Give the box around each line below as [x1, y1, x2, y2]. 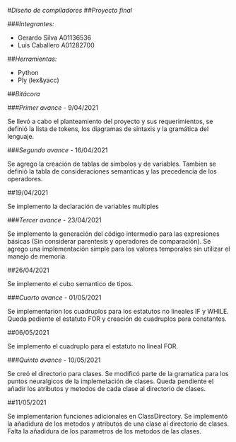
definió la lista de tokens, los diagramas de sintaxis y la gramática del [7, 125, 209, 133]
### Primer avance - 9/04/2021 [7, 103, 99, 112]
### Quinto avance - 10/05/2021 [7, 356, 101, 364]
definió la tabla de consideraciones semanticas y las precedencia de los [7, 167, 217, 176]
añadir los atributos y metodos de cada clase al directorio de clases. [7, 385, 206, 392]
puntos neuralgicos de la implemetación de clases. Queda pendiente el [7, 377, 214, 385]
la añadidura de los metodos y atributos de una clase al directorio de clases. [7, 419, 230, 428]
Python [17, 69, 39, 76]
